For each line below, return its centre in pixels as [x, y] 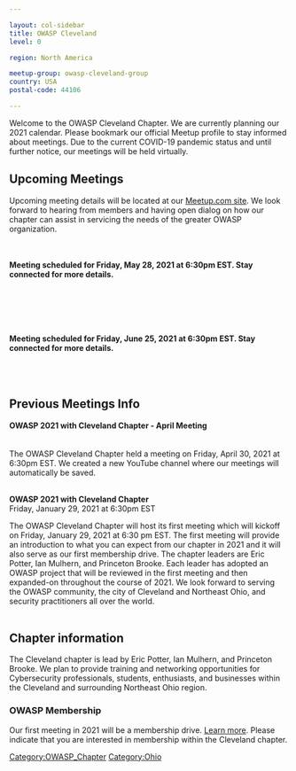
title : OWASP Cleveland [53, 33]
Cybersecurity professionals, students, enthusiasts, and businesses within [145, 678]
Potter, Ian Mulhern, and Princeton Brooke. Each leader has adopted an [139, 563]
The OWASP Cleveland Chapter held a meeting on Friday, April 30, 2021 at [145, 454]
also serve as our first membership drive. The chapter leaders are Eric [137, 554]
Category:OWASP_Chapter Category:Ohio [86, 756]
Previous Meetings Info [74, 404]
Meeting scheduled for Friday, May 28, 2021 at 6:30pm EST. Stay [131, 265]
